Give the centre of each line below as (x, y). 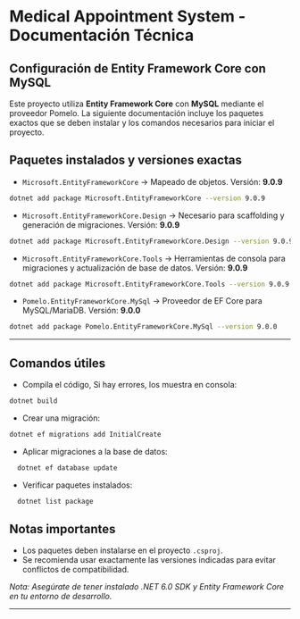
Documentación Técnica (102, 35)
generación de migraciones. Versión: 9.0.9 (101, 224)
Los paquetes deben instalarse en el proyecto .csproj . (122, 550)
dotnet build (33, 401)
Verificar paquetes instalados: (77, 485)
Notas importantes (62, 529)
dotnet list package (55, 501)
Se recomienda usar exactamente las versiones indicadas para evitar (149, 560)
